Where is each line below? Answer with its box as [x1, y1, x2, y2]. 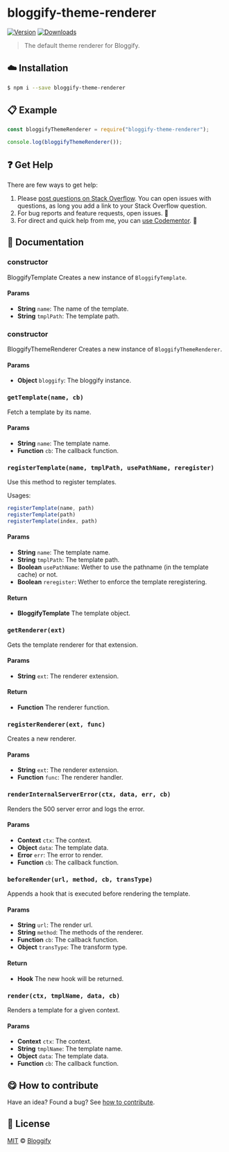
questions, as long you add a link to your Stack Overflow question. [17, 201, 207, 210]
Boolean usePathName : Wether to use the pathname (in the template [17, 563, 209, 571]
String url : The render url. [17, 921, 93, 929]
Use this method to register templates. [7, 478, 117, 486]
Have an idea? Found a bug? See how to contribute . [7, 1098, 155, 1106]
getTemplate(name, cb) [7, 394, 84, 402]
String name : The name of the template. [17, 304, 129, 313]
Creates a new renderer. [7, 734, 76, 743]
